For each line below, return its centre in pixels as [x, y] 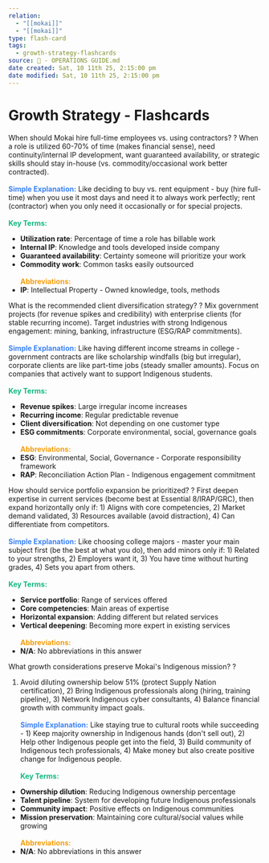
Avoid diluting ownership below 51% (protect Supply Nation [118, 682]
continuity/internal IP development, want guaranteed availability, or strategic [134, 154]
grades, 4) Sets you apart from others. [72, 566]
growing [34, 825]
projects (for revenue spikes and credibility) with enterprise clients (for [125, 313]
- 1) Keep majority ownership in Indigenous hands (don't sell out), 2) [132, 733]
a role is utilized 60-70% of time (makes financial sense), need [112, 146]
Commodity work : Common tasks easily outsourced [107, 264]
